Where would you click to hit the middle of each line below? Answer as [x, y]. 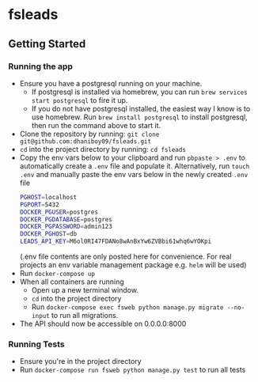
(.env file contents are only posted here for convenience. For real [125, 256]
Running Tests [36, 344]
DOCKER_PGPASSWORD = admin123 [66, 227]
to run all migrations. [85, 315]
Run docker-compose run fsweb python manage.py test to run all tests [133, 370]
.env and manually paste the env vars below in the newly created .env [134, 174]
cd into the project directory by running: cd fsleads [102, 149]
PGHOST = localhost [48, 197]
